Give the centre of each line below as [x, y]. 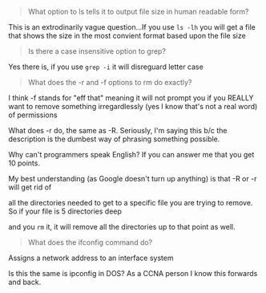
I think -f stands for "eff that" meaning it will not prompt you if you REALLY [131, 98]
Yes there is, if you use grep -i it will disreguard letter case [106, 67]
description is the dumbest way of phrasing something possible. [114, 139]
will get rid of [30, 187]
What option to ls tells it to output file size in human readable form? [139, 12]
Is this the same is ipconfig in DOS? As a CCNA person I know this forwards [133, 273]
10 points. [24, 163]
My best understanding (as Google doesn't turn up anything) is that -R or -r [133, 179]
